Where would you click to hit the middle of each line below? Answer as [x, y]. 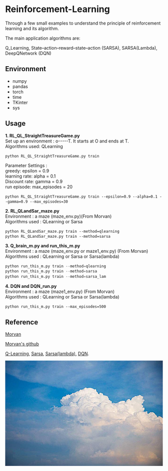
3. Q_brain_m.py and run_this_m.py [43, 246]
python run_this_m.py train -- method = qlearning [56, 266]
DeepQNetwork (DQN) [28, 53]
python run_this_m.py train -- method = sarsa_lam [56, 277]
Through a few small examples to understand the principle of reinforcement [83, 23]
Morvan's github [22, 344]
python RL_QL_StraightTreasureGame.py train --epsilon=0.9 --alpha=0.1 [81, 197]
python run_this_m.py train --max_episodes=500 [56, 307]
